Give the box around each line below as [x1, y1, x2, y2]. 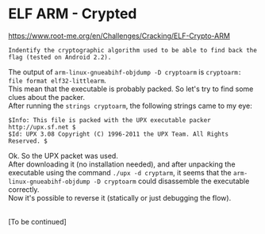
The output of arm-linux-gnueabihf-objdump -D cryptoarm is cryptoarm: [8, 67, 242, 76]
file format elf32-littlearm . [8, 75, 107, 85]
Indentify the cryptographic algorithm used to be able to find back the [8, 46, 258, 54]
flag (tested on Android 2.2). [8, 53, 112, 61]
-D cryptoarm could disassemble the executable [93, 176, 250, 186]
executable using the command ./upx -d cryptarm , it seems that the [8, 167, 232, 177]
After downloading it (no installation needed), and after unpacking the [8, 159, 236, 169]
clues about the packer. [8, 92, 86, 102]
